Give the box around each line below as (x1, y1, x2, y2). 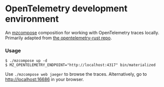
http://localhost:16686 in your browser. (5, 77, 84, 83)
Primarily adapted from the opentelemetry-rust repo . (5, 35, 112, 41)
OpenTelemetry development (5, 3, 127, 14)
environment (5, 13, 59, 25)
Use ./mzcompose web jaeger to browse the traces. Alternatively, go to (5, 71, 147, 77)
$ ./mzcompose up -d (5, 58, 48, 63)
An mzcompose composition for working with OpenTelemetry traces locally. (5, 29, 160, 35)
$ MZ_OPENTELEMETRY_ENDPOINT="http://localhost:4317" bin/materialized (5, 62, 156, 68)
